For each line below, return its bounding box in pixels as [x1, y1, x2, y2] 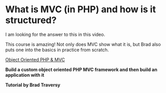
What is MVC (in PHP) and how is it [5, 4, 156, 15]
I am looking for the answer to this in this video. [5, 31, 106, 37]
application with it [5, 72, 45, 78]
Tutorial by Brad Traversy [5, 82, 60, 88]
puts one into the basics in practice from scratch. [5, 46, 109, 53]
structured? [5, 14, 57, 26]
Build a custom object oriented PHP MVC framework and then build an [5, 66, 158, 73]
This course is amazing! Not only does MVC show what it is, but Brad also [5, 41, 161, 47]
